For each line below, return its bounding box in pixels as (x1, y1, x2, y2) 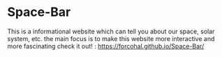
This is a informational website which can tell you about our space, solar (7, 27, 215, 35)
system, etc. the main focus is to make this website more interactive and (7, 34, 215, 42)
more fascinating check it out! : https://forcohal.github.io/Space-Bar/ (7, 42, 205, 50)
